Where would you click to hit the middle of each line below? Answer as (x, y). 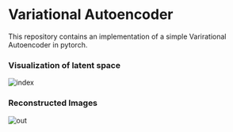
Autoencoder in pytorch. (48, 44)
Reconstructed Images (53, 103)
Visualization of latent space (65, 65)
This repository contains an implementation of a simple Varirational (117, 36)
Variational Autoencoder (91, 15)
